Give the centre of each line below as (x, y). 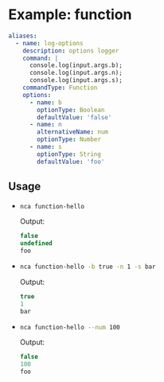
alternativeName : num (73, 132)
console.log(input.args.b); (76, 65)
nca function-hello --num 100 (70, 327)
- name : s (45, 147)
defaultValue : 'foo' (71, 162)
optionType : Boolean (71, 110)
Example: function (70, 15)
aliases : (23, 36)
